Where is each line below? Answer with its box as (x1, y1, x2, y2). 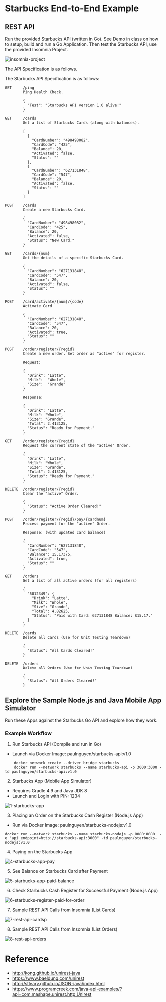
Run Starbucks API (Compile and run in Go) (12, 741, 101, 747)
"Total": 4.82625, (31, 609, 70, 614)
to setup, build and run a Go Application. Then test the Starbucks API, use (5, 41, 157, 47)
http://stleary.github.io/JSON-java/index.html (12, 981, 105, 987)
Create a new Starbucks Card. (23, 207, 86, 212)
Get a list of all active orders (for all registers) (23, 578, 137, 583)
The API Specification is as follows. (5, 66, 77, 72)
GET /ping (5, 85, 35, 90)
